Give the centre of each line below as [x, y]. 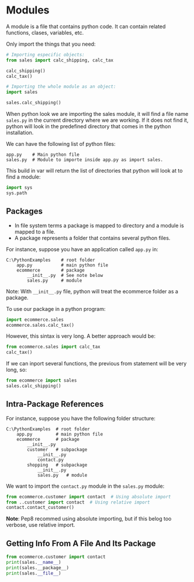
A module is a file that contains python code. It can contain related [86, 26]
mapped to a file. [35, 231]
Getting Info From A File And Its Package [81, 543]
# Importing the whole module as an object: [61, 87]
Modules [28, 10]
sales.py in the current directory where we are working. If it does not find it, [97, 120]
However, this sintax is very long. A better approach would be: [81, 336]
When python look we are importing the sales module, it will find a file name [97, 114]
